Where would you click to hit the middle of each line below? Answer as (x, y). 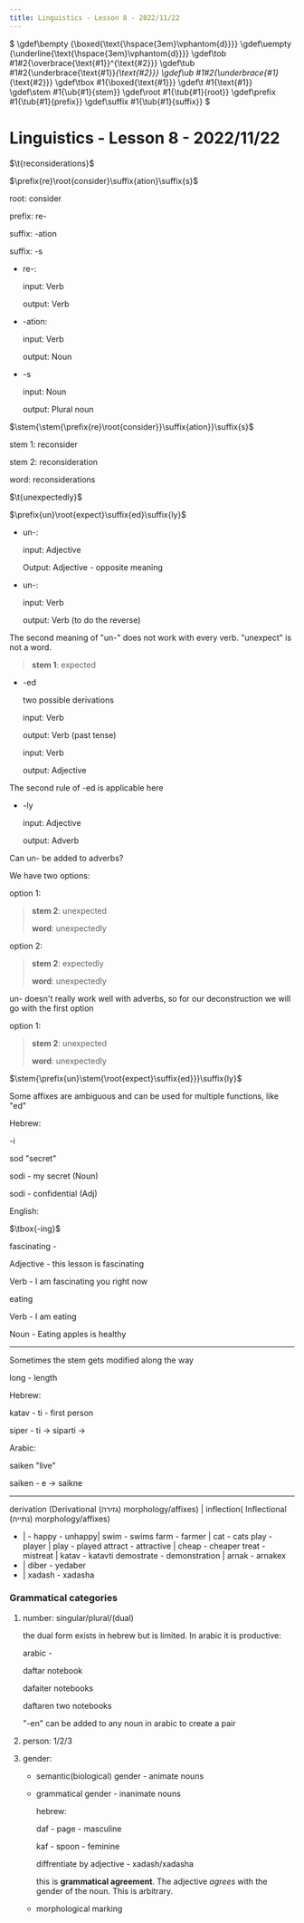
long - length (33, 1377)
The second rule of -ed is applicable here (87, 787)
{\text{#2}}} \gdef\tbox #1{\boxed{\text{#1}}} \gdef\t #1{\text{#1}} (131, 82)
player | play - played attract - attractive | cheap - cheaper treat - (144, 1546)
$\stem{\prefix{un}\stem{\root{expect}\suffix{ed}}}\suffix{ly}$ (126, 1078)
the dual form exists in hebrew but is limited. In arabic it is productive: (152, 1635)
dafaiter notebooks (57, 1688)
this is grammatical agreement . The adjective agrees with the (152, 1881)
